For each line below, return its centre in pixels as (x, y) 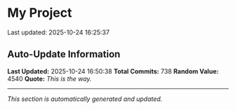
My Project (40, 13)
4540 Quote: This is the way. (50, 78)
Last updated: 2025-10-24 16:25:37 (59, 32)
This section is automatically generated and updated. (85, 99)
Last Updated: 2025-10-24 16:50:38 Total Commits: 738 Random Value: (113, 71)
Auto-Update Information (64, 54)
